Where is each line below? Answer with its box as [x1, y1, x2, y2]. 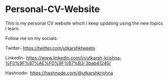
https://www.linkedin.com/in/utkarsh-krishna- [26, 54, 122, 61]
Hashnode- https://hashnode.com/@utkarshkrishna [5, 69, 113, 76]
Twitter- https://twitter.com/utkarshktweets [5, 45, 95, 51]
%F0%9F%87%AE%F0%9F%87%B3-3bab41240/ [5, 60, 111, 66]
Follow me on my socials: [5, 35, 58, 41]
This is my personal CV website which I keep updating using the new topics [5, 20, 163, 26]
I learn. [5, 25, 20, 31]
